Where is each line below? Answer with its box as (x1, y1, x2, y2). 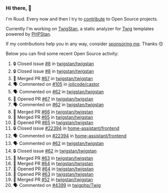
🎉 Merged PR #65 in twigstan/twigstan (13, 114, 94, 120)
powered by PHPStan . (6, 31, 52, 37)
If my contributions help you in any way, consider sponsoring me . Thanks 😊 (6, 41, 163, 47)
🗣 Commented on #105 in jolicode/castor (13, 81, 100, 87)
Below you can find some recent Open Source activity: (6, 50, 119, 57)
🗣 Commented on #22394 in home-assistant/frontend (13, 133, 127, 139)
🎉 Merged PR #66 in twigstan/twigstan (13, 109, 94, 115)
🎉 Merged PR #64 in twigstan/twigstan (13, 161, 94, 167)
